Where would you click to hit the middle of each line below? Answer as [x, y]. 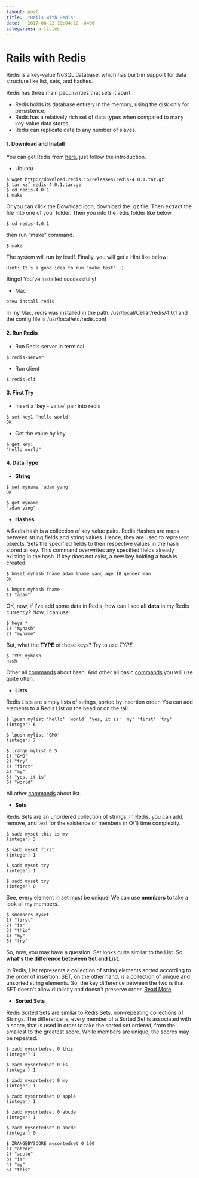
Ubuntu [24, 169]
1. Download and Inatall [36, 143]
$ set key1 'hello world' [38, 417]
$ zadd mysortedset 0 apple [41, 1096]
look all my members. [33, 904]
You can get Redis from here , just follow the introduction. [76, 157]
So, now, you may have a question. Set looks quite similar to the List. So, [95, 952]
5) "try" [17, 941]
